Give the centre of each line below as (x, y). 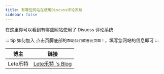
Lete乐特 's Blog (53, 63)
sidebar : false (21, 15)
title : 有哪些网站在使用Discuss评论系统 (44, 10)
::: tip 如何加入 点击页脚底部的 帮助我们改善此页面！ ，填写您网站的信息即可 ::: (82, 40)
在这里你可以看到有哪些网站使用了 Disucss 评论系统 (59, 29)
